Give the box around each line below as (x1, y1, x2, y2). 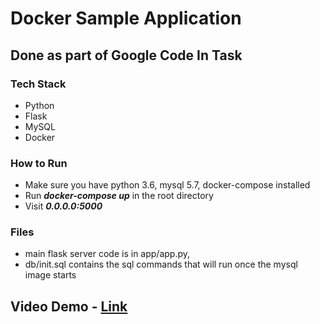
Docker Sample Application (10, 7, 242, 30)
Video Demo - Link (10, 298, 128, 315)
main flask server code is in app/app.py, (24, 248, 191, 260)
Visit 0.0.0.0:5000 (24, 200, 103, 212)
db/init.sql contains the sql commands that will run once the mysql (24, 258, 298, 271)
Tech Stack (10, 77, 67, 91)
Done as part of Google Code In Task (10, 47, 243, 64)
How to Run (10, 156, 68, 170)
